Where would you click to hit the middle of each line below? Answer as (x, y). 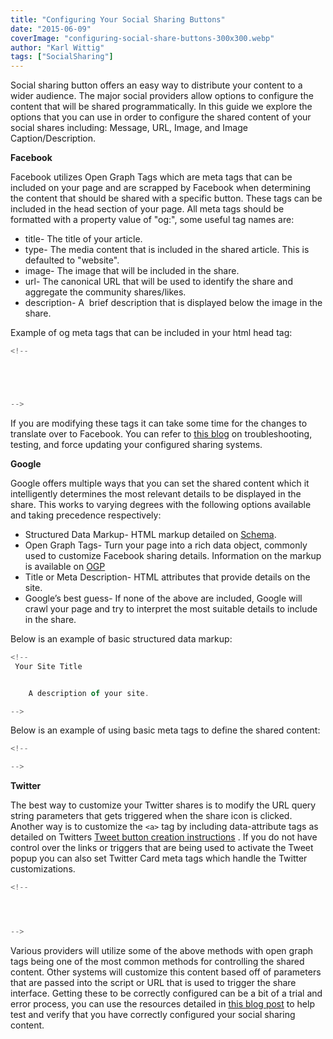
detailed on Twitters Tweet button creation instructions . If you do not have (164, 837)
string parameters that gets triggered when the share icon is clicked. (151, 816)
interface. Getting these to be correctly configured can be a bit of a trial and (166, 993)
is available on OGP (65, 566)
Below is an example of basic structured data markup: (121, 638)
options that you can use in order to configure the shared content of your (161, 117)
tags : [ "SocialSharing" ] (62, 57)
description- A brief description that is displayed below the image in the (173, 303)
